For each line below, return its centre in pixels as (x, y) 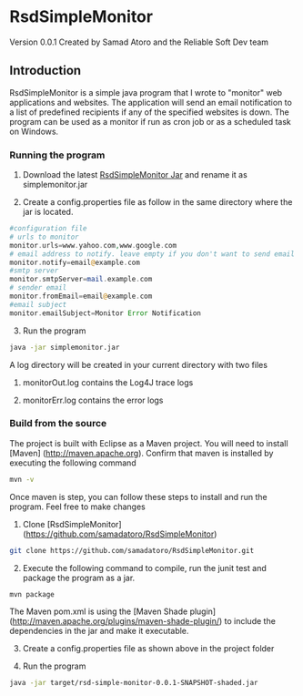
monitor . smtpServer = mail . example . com (81, 280)
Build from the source (58, 424)
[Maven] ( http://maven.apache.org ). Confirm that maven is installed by (141, 453)
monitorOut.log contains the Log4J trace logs (108, 382)
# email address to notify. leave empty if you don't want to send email (152, 254)
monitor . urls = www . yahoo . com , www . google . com (93, 245)
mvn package (32, 594)
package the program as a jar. (79, 578)
